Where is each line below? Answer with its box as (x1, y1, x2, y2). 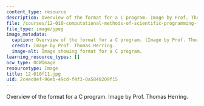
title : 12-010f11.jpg (6, 71, 61, 77)
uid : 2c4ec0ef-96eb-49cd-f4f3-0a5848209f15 (6, 76, 118, 82)
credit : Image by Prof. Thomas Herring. (12, 43, 115, 49)
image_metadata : (6, 31, 47, 38)
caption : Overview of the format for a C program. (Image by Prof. (12, 37, 186, 43)
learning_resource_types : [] (6, 54, 80, 60)
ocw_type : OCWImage (6, 59, 56, 65)
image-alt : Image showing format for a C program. (12, 48, 143, 55)
